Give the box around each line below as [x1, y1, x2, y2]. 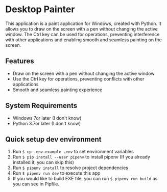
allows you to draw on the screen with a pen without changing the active [5, 25, 158, 32]
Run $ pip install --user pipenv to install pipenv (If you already [12, 154, 151, 160]
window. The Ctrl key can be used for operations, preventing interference [5, 31, 160, 37]
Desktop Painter [5, 4, 75, 15]
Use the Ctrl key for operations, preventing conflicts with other [12, 75, 145, 82]
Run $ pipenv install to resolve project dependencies [12, 164, 129, 171]
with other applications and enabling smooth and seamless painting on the [5, 37, 162, 43]
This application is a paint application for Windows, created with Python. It [5, 20, 162, 26]
